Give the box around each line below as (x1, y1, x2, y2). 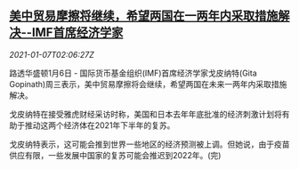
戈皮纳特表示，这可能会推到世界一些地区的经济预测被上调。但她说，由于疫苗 (9, 139, 290, 149)
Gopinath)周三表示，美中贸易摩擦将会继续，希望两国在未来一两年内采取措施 (9, 78, 287, 89)
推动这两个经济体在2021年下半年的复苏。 (24, 119, 175, 131)
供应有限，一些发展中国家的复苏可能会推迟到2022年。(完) (9, 149, 222, 160)
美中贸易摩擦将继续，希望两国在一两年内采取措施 (9, 8, 279, 24)
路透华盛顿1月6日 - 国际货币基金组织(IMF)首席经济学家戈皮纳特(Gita (9, 68, 258, 78)
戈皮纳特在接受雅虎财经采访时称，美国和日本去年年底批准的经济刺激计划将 (9, 109, 282, 119)
